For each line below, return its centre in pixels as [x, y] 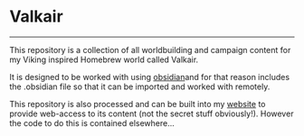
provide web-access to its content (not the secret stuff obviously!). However [152, 113]
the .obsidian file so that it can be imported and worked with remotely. [140, 86]
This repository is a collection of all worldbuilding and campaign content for [150, 50]
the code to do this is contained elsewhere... [92, 122]
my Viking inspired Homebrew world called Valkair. [104, 59]
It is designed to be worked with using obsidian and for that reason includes [150, 77]
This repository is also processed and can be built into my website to [138, 104]
